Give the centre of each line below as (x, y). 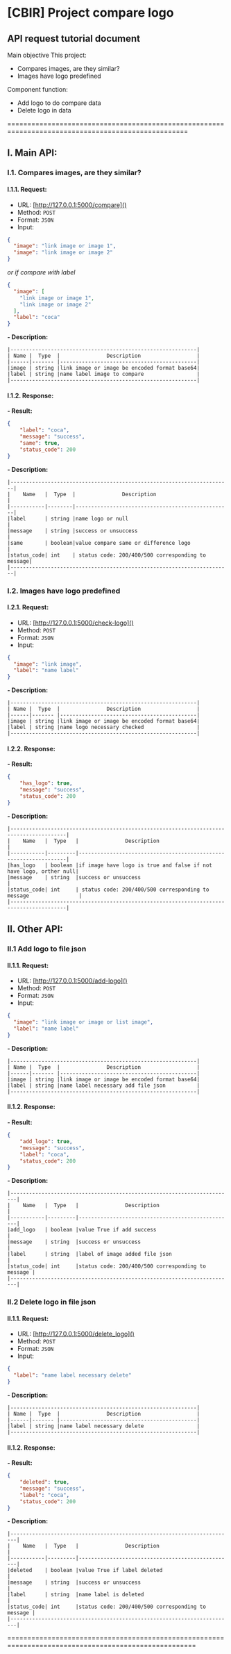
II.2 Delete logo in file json (52, 1302)
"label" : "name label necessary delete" (72, 1375)
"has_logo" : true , (46, 783)
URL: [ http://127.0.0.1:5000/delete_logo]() (76, 1334)
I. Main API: (32, 153)
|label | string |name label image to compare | (103, 374)
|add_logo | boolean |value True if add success (82, 1230)
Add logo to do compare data (59, 103)
